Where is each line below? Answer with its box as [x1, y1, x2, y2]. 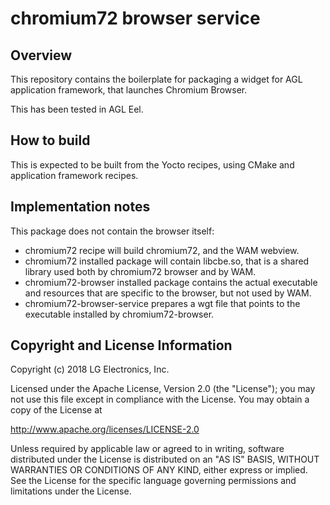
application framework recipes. [10, 169, 139, 181]
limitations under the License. [10, 485, 132, 497]
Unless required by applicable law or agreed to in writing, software [10, 443, 285, 455]
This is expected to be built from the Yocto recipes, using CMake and [10, 158, 295, 171]
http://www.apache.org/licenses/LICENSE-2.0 [10, 423, 200, 436]
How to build [10, 132, 91, 149]
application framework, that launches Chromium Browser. [10, 84, 248, 96]
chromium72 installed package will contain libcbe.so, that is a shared [24, 255, 310, 267]
